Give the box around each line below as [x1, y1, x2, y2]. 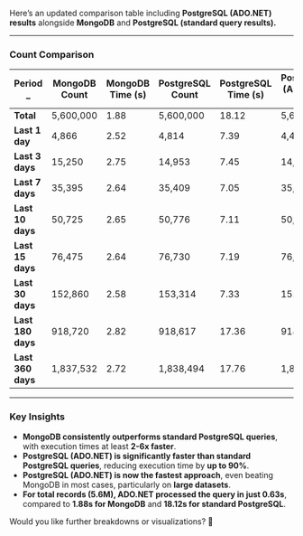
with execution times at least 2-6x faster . [22, 440, 177, 451]
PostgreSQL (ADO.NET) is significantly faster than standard [22, 450, 251, 461]
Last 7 [14, 176, 41, 189]
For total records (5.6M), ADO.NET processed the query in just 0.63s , [22, 488, 287, 500]
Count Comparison [9, 48, 95, 61]
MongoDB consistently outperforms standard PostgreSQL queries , [22, 431, 278, 442]
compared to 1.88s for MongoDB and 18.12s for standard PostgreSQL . [22, 498, 287, 509]
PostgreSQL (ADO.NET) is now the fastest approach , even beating [22, 469, 273, 480]
